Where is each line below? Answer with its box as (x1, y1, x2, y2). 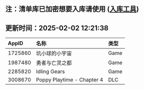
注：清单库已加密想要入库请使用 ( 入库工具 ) (5, 5, 139, 14)
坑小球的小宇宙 (36, 50, 72, 57)
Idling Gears (36, 68, 65, 75)
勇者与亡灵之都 (36, 59, 72, 67)
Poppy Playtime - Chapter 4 (36, 76, 103, 83)
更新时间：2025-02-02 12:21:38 (5, 23, 108, 32)
